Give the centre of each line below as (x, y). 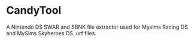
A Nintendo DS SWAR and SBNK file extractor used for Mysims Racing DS (97, 27)
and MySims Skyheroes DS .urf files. (51, 33)
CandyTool (34, 10)
